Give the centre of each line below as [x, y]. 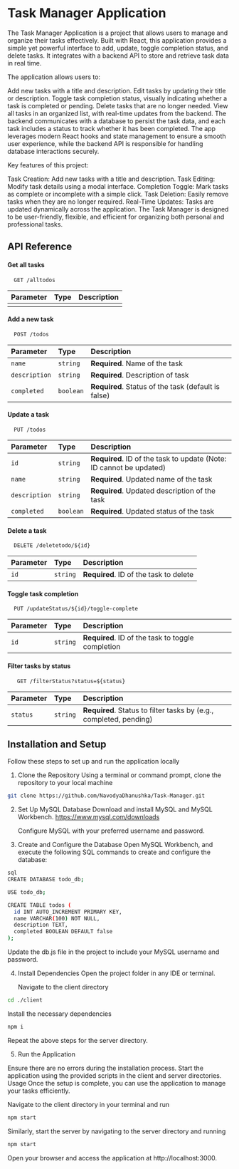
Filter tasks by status [39, 666]
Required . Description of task [140, 375]
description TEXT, [41, 925]
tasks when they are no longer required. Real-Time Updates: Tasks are [111, 202]
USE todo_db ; [27, 892]
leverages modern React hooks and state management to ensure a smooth [117, 136]
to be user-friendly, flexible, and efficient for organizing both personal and [116, 217]
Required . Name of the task [137, 363]
